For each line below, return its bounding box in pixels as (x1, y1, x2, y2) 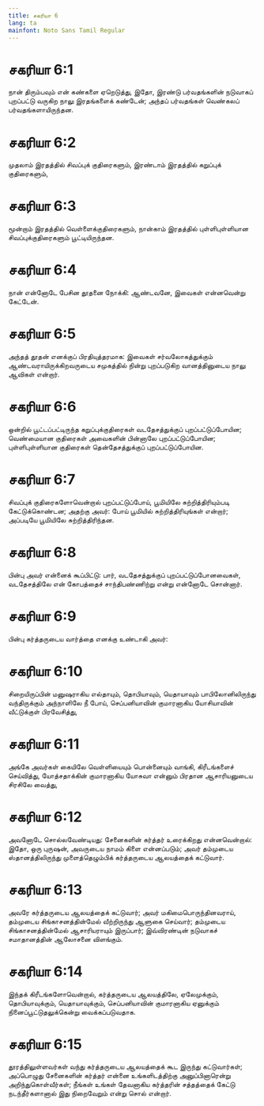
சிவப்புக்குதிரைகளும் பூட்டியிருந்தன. (8, 233, 115, 243)
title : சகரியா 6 (8, 11, 58, 20)
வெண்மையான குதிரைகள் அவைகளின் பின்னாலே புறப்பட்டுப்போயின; (8, 434, 216, 442)
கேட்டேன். (8, 297, 40, 306)
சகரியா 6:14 (8, 962, 83, 980)
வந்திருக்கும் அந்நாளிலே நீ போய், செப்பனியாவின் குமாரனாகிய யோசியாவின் (8, 698, 234, 707)
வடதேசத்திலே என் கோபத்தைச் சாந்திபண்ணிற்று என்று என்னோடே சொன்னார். (8, 579, 243, 588)
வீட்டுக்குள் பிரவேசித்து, (8, 706, 77, 716)
